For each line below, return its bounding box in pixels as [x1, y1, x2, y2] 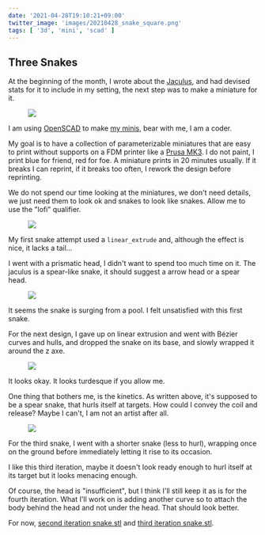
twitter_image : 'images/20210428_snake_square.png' [8, 19, 182, 27]
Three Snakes [8, 55, 78, 69]
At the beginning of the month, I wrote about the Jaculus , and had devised [8, 77, 251, 86]
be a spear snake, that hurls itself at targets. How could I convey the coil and [8, 400, 258, 410]
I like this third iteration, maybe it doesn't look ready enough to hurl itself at [8, 462, 252, 472]
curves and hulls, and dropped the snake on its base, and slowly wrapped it [8, 338, 255, 347]
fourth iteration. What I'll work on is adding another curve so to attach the [8, 495, 248, 504]
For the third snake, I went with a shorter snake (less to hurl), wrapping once [8, 438, 257, 448]
